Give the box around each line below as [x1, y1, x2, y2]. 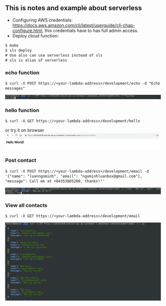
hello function [5, 107, 40, 114]
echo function [5, 69, 40, 76]
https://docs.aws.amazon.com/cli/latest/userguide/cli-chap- [12, 22, 135, 28]
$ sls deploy [5, 48, 32, 53]
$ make [5, 43, 19, 48]
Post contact [5, 157, 37, 164]
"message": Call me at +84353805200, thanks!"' [5, 179, 105, 184]
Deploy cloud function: [12, 33, 59, 38]
